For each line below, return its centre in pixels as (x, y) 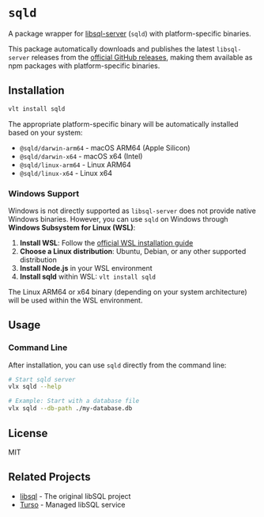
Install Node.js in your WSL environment (86, 268)
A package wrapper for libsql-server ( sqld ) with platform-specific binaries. (130, 33)
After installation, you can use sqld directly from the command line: (117, 365)
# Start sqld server (42, 379)
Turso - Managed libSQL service (72, 504)
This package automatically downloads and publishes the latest (111, 48)
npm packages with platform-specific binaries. (84, 66)
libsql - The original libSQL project (75, 496)
